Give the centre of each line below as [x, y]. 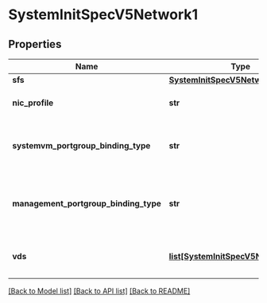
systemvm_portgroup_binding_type [81, 146]
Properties [35, 44]
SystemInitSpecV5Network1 [103, 15]
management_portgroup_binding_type [87, 203]
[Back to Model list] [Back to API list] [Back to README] [99, 291]
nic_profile [33, 103]
